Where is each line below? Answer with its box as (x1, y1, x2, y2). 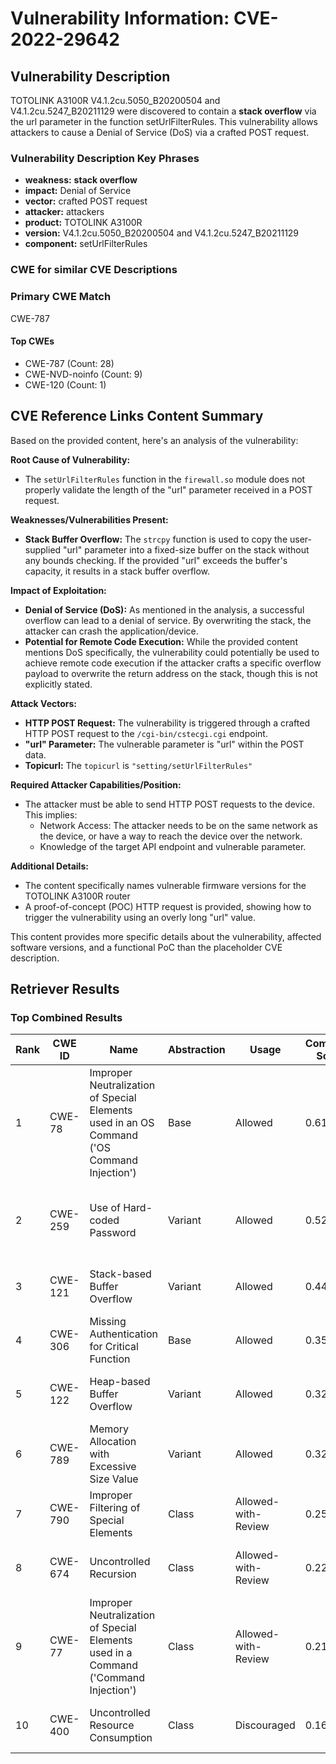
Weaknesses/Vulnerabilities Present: (10, 513, 169, 526)
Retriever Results (10, 980, 120, 997)
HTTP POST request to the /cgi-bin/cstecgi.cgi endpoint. (24, 727, 268, 739)
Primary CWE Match (10, 290, 112, 304)
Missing (89, 1315, 127, 1329)
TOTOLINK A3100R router (24, 890, 131, 902)
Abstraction (167, 1043, 226, 1057)
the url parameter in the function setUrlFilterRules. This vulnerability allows (10, 116, 319, 127)
